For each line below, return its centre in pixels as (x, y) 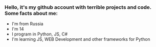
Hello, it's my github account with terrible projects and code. (78, 7)
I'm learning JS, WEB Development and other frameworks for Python (81, 39)
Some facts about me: (31, 13)
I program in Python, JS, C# (40, 34)
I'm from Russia (27, 24)
